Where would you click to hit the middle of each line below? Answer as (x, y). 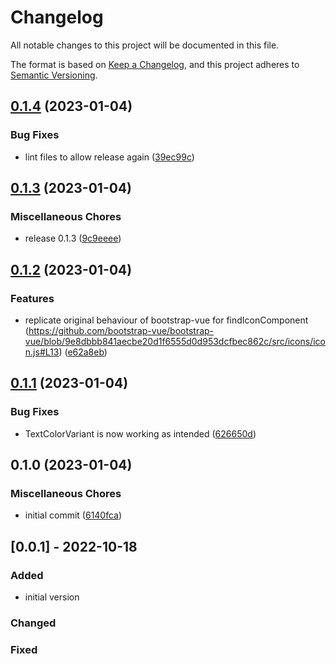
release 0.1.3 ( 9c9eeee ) (73, 238)
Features (32, 298)
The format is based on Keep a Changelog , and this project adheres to (155, 64)
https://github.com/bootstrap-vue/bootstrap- (121, 330)
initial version (52, 597)
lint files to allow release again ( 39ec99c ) (109, 157)
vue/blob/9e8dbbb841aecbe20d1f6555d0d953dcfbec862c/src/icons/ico (175, 341)
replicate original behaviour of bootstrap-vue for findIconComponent (166, 320)
